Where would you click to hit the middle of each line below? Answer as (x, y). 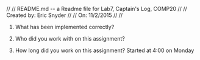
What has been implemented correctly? (65, 27)
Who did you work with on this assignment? (70, 38)
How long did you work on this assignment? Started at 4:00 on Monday (105, 50)
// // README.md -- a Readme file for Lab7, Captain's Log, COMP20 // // (97, 9)
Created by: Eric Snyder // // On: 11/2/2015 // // (65, 15)
